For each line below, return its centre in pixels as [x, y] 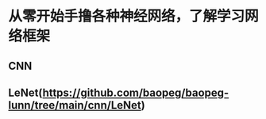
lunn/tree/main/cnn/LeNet [75, 105]
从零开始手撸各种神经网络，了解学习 [127, 16]
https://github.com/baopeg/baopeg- [136, 92]
